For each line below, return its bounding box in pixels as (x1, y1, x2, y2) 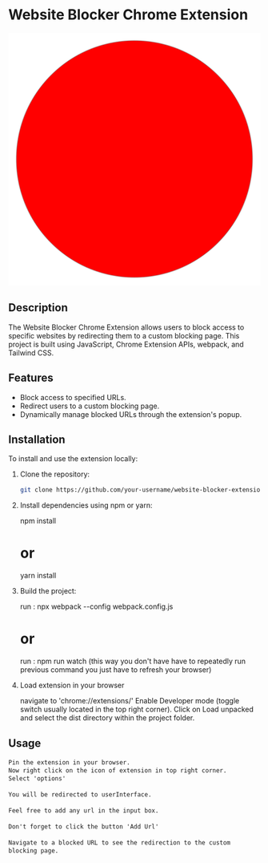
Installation (8, 432, 66, 446)
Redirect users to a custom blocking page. (19, 401, 160, 411)
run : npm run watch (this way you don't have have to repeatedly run (19, 656, 246, 666)
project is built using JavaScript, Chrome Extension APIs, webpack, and (8, 339, 244, 349)
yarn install (19, 571, 57, 581)
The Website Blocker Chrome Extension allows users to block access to (8, 322, 245, 332)
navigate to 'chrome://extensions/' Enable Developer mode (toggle (19, 696, 240, 706)
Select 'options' (8, 774, 66, 783)
